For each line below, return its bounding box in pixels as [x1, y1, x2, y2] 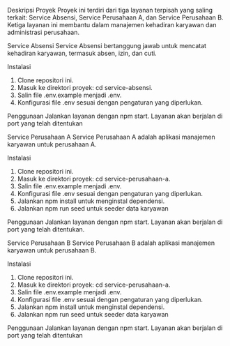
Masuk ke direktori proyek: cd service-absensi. [17, 84, 153, 91]
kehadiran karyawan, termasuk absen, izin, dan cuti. [7, 49, 157, 57]
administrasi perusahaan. [7, 28, 80, 36]
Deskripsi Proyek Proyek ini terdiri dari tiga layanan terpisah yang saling [7, 6, 213, 14]
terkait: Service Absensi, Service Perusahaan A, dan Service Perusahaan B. [7, 13, 224, 22]
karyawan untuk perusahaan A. [7, 140, 97, 149]
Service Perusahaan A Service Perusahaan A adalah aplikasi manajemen [7, 133, 215, 141]
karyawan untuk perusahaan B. [7, 246, 97, 254]
